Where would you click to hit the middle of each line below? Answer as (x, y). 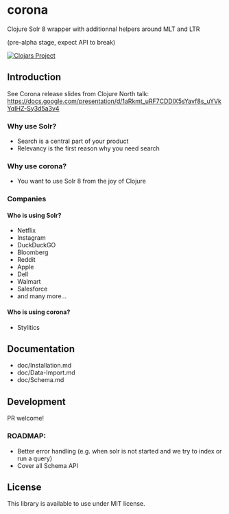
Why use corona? (37, 166)
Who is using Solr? (34, 215)
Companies (27, 199)
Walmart (29, 282)
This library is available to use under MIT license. (76, 504)
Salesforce (32, 289)
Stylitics (28, 327)
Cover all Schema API (48, 465)
